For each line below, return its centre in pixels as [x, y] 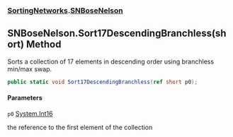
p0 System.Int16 [30, 113]
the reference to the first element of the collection [80, 127]
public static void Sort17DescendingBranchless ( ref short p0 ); [103, 82]
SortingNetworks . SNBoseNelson [65, 11]
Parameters [25, 98]
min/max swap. [29, 68]
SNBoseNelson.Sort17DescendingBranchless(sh [117, 34]
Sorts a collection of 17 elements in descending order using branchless [111, 61]
